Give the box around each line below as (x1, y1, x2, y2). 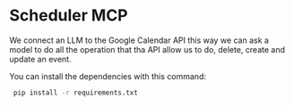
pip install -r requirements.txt (13, 88, 139, 97)
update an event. (9, 53, 72, 64)
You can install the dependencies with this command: (9, 70, 206, 81)
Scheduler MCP (9, 5, 128, 26)
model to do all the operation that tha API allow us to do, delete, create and (9, 44, 285, 54)
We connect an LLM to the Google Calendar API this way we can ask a (9, 35, 269, 45)
